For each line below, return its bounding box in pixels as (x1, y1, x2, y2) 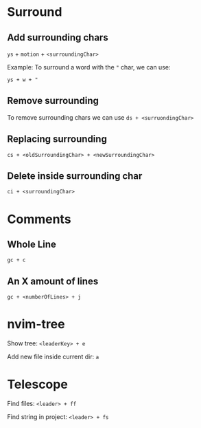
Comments (7, 211, 71, 227)
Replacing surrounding (7, 133, 108, 145)
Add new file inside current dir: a (7, 352, 99, 361)
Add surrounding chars (7, 32, 108, 43)
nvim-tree (7, 317, 65, 332)
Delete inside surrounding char (7, 170, 143, 182)
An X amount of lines (7, 275, 99, 287)
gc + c (7, 257, 26, 264)
